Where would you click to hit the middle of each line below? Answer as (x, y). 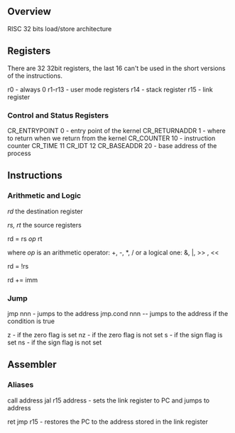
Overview (29, 12)
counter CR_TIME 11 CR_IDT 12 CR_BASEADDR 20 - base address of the (112, 145)
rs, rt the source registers (44, 225)
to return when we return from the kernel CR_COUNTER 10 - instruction (111, 138)
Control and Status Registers (58, 115)
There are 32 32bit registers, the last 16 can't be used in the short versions (116, 68)
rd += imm (22, 280)
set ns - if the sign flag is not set (55, 342)
